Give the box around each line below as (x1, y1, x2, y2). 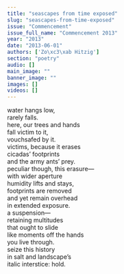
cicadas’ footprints (7, 150, 60, 159)
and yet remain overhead (7, 194, 78, 202)
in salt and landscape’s (7, 253, 72, 261)
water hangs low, (7, 106, 55, 115)
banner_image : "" (7, 74, 57, 81)
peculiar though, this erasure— (7, 165, 95, 173)
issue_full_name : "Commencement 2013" (7, 29, 118, 37)
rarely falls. (7, 113, 39, 121)
